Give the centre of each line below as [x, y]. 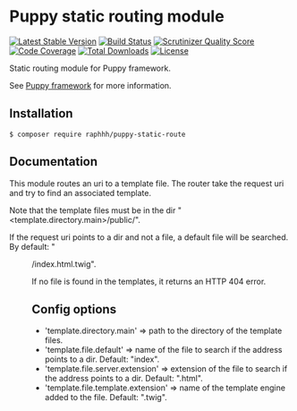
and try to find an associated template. [81, 193]
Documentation [54, 162]
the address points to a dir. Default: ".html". [123, 379]
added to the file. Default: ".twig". [106, 398]
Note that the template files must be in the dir [93, 210]
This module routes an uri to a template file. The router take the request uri [147, 183]
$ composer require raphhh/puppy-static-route [98, 134]
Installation [41, 114]
